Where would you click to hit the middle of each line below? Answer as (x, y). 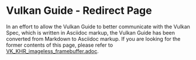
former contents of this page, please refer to (59, 45)
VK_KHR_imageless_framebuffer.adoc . (53, 51)
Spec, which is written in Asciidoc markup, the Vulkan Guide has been (91, 32)
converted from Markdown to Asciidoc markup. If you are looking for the (93, 39)
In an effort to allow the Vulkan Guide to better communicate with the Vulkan (98, 27)
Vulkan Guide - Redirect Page (79, 11)
